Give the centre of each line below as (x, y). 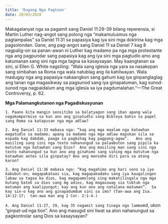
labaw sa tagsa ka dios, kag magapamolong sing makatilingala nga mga (81, 178)
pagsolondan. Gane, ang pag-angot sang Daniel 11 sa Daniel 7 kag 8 (76, 45)
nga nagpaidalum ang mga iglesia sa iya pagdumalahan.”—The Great (91, 88)
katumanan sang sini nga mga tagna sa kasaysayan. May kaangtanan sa (80, 61)
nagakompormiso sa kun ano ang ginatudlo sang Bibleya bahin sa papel (81, 116)
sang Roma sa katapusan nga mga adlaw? (47, 121)
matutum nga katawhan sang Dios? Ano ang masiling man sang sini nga (81, 147)
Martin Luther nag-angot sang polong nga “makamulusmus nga (71, 34)
